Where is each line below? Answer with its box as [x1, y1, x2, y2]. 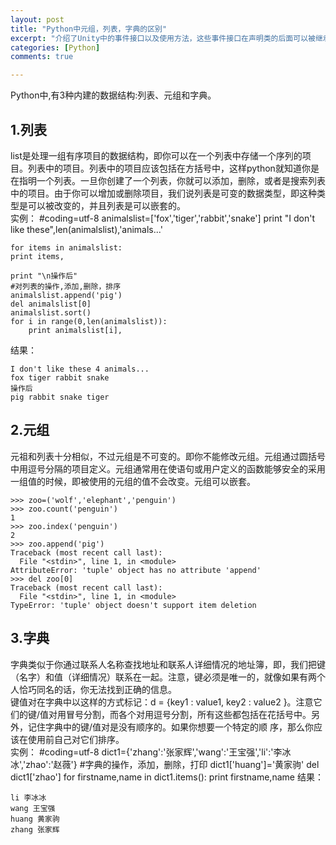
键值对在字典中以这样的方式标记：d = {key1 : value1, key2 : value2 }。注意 [10, 696, 314, 708]
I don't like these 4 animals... [10, 364, 150, 374]
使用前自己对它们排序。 [27, 733, 125, 745]
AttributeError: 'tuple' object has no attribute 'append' [10, 565, 262, 575]
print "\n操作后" [10, 271, 78, 281]
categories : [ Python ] [10, 42, 101, 53]
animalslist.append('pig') [10, 290, 123, 300]
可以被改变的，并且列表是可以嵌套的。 [27, 199, 186, 211]
